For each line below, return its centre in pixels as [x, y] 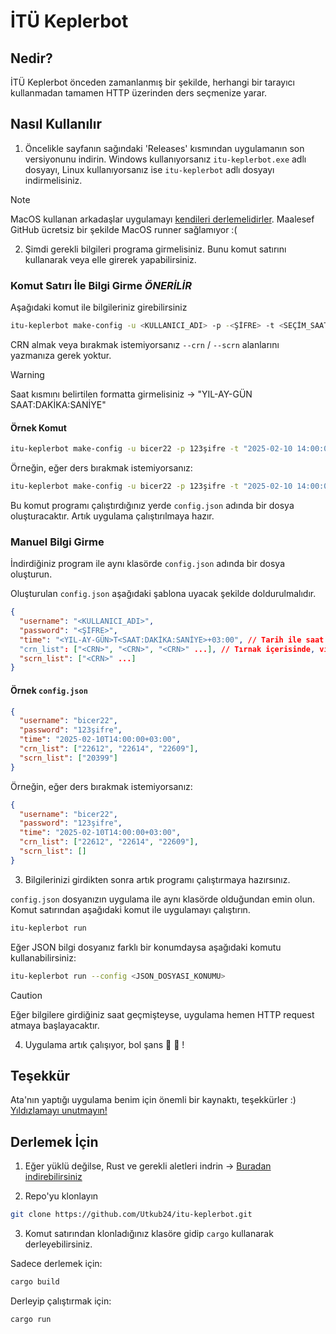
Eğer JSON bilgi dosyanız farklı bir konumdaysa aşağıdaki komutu [146, 947]
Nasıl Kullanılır [56, 124]
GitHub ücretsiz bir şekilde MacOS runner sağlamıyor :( [124, 229]
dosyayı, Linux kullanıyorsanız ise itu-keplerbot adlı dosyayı [149, 169]
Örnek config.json [49, 690]
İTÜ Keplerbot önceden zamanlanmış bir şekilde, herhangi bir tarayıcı [152, 82]
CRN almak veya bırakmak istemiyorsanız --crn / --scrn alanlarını [145, 344]
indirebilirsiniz [53, 1177]
